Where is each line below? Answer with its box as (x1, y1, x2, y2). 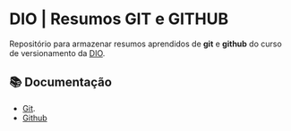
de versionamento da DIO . (9, 47, 106, 58)
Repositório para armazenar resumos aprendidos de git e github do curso (9, 38, 282, 49)
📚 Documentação (9, 75, 112, 90)
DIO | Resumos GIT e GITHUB (9, 9, 229, 29)
